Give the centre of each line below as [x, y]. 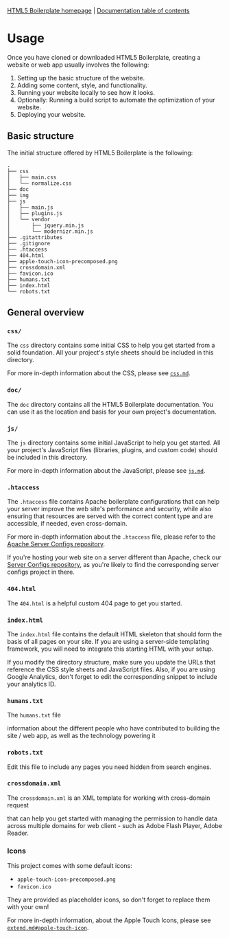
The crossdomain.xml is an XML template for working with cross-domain [109, 798]
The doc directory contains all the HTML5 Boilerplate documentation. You [110, 404]
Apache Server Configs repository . [56, 544]
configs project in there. [41, 572]
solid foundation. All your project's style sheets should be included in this [110, 353]
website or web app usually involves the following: [78, 65]
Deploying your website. [51, 114]
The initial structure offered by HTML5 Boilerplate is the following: [100, 153]
